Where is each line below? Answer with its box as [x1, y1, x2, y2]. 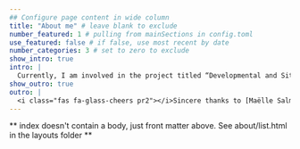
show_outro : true [9, 79, 74, 88]
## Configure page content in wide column [9, 12, 170, 22]
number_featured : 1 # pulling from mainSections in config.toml [9, 29, 254, 38]
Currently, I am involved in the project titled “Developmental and [17, 71, 278, 80]
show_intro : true [9, 54, 74, 63]
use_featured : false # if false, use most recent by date [9, 37, 229, 47]
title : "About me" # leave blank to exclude [9, 21, 178, 30]
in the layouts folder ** [9, 130, 93, 141]
